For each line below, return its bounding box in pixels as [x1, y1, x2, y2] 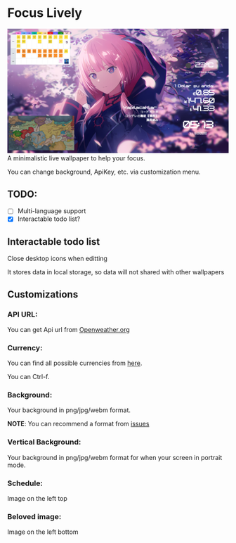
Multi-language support [17, 207, 86, 215]
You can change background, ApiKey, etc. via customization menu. [7, 167, 201, 177]
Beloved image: [7, 511, 62, 521]
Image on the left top [7, 494, 68, 503]
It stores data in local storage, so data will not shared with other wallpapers [7, 268, 225, 276]
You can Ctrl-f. [7, 373, 50, 381]
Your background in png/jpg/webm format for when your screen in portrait [7, 453, 223, 461]
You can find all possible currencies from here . [7, 359, 143, 367]
